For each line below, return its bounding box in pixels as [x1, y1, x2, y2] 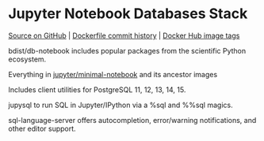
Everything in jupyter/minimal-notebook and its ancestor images [8, 69, 218, 79]
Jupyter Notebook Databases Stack [8, 5, 248, 23]
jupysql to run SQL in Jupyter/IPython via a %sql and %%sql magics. [8, 100, 233, 109]
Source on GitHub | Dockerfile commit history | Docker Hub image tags [8, 31, 240, 40]
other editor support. [8, 124, 77, 133]
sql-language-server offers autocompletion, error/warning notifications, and [8, 115, 257, 124]
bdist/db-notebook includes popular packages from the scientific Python [8, 46, 247, 55]
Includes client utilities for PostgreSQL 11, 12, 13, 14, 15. [8, 84, 186, 95]
